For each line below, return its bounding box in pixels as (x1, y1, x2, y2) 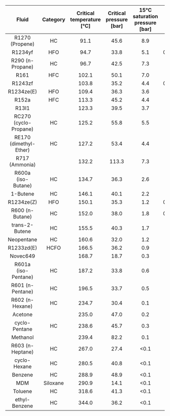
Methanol (11, 334, 34, 341)
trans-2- (11, 221, 34, 228)
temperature (70, 16, 101, 23)
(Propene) (10, 41, 35, 47)
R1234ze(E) (8, 88, 37, 95)
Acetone (12, 311, 33, 318)
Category (42, 16, 66, 23)
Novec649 (10, 252, 35, 260)
